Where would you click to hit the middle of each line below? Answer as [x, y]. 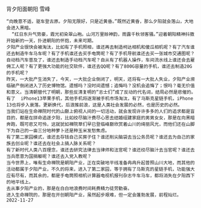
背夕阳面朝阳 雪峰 [28, 9]
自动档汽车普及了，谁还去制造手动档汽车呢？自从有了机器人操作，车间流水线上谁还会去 [98, 60]
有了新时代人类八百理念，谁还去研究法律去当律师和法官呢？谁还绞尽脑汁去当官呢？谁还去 [101, 150]
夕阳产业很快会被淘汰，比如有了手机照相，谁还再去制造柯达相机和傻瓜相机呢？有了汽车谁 [101, 47]
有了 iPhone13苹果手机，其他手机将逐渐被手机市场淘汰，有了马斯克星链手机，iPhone [100, 99]
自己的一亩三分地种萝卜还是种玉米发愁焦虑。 [62, 131]
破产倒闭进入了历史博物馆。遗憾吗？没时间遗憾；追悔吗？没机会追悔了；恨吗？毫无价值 [103, 86]
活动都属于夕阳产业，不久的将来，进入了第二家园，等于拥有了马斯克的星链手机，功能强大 [101, 169]
